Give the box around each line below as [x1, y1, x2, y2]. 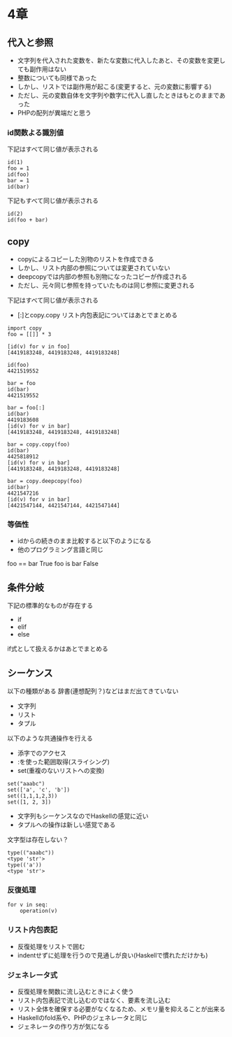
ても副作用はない [17, 65, 67, 73]
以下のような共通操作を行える [7, 734, 93, 743]
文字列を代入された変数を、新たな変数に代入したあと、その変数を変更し [17, 57, 226, 64]
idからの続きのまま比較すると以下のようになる [17, 537, 152, 545]
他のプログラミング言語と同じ [17, 546, 103, 554]
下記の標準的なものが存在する [7, 602, 93, 610]
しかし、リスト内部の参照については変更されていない [17, 263, 171, 273]
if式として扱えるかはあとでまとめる [7, 644, 108, 653]
